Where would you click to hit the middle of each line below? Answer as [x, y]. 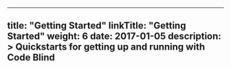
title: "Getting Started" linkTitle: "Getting [97, 26]
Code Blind [31, 57]
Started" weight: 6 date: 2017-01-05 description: [114, 36]
